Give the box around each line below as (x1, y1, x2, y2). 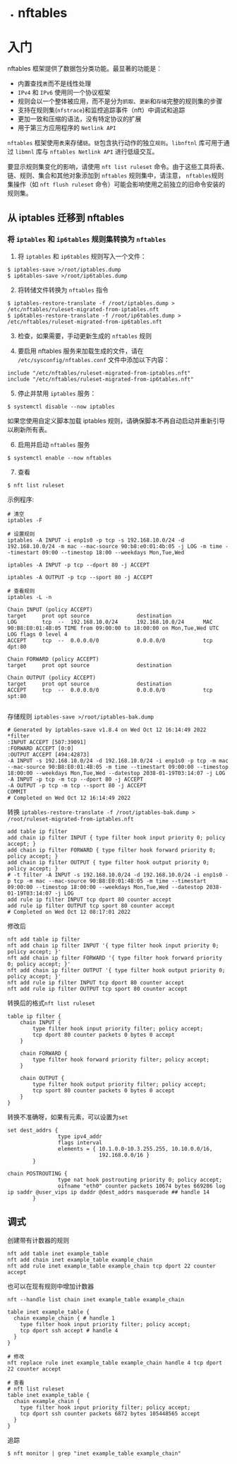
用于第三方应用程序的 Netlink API (17, 124, 116, 132)
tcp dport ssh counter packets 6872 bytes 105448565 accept (20, 1410, 200, 1417)
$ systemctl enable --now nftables (7, 454, 112, 461)
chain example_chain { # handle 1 (13, 1314, 115, 1322)
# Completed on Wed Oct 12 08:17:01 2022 (7, 908, 131, 915)
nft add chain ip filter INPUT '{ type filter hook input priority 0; (7, 942, 219, 949)
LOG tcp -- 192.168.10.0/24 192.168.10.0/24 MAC (7, 618, 213, 625)
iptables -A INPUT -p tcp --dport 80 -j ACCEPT (7, 561, 150, 569)
